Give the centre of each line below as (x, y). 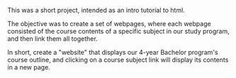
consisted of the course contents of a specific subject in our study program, (118, 31)
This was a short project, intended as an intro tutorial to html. (96, 10)
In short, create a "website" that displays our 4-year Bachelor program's (113, 52)
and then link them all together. (52, 39)
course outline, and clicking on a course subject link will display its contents (118, 60)
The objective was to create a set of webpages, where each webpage (109, 24)
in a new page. (29, 67)
